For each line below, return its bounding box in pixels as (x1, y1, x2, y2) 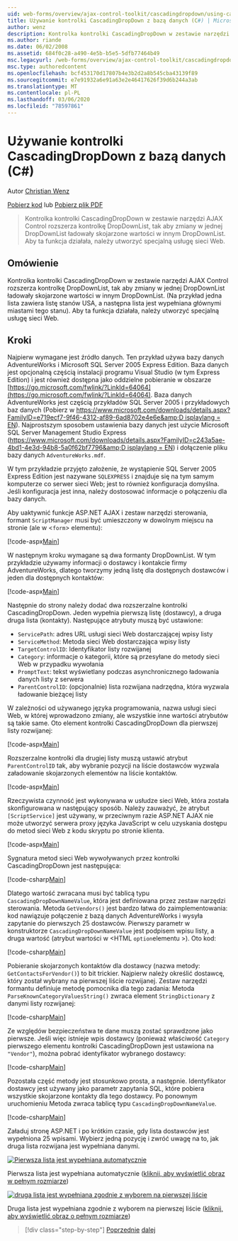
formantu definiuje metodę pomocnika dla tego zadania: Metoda (7, 984, 195, 993)
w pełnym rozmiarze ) (7, 1177, 69, 1186)
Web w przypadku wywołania (17, 660, 104, 668)
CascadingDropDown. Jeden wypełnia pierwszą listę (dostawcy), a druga (7, 609, 222, 617)
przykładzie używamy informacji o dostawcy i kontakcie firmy (7, 558, 188, 567)
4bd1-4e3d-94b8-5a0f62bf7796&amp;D (7, 444, 126, 452)
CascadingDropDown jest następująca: (7, 862, 122, 870)
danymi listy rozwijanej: (7, 999, 76, 1008)
